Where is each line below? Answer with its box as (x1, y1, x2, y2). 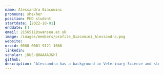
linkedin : (5, 48, 25, 53)
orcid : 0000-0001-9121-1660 (5, 43, 62, 48)
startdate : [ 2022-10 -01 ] (5, 20, 56, 26)
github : (5, 57, 21, 62)
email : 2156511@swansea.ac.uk (5, 30, 67, 35)
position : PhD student (5, 16, 51, 21)
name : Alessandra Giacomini (5, 7, 62, 12)
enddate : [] (5, 25, 29, 30)
